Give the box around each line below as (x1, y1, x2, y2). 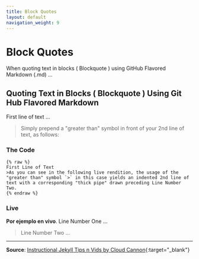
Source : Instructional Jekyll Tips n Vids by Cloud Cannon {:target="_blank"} (6, 246, 190, 253)
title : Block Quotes (6, 8, 57, 15)
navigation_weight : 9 (6, 20, 60, 25)
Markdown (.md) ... (6, 71, 53, 78)
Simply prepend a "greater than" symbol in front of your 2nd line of (20, 125, 185, 132)
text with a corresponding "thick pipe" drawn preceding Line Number (6, 180, 182, 186)
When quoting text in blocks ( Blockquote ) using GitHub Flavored (6, 65, 166, 72)
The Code (6, 146, 35, 154)
